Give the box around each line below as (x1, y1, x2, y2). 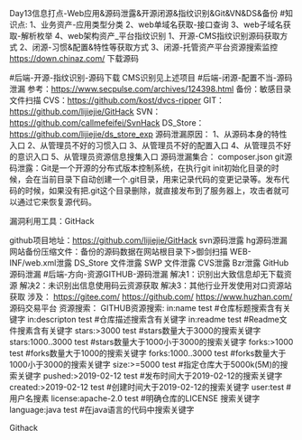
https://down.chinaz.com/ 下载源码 (9, 53, 140, 63)
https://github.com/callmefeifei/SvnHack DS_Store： (9, 117, 205, 128)
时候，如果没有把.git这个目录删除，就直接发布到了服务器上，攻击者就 (24, 185, 282, 196)
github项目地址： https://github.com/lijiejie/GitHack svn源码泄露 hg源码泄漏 (9, 235, 288, 246)
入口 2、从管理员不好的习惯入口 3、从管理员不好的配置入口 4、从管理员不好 (9, 140, 292, 151)
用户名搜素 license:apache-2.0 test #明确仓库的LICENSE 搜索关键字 (9, 393, 261, 404)
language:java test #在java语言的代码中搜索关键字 (9, 405, 195, 415)
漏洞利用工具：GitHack (9, 216, 95, 226)
